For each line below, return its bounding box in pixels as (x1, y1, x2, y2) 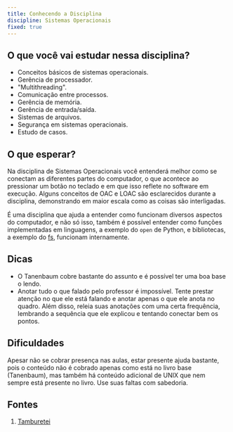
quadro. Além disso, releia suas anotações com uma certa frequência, (17, 302, 220, 310)
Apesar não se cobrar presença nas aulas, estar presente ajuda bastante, (7, 356, 220, 364)
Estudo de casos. (17, 128, 68, 136)
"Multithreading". (17, 83, 67, 91)
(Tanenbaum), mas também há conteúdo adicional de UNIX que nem (7, 371, 206, 379)
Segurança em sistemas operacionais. (17, 120, 128, 129)
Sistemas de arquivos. (17, 113, 82, 122)
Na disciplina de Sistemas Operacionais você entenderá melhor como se (7, 167, 218, 175)
